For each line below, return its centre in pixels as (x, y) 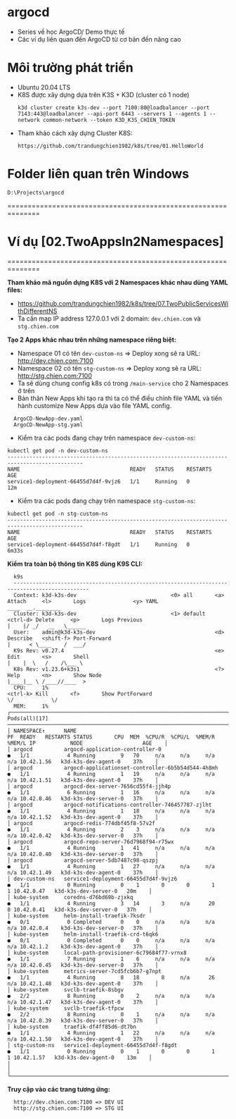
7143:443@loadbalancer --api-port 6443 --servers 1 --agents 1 (112, 113)
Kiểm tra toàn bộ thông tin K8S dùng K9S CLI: (75, 564)
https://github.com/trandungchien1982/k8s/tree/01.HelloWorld (110, 146)
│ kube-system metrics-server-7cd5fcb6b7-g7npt (84, 971)
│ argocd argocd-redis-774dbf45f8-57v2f (81, 823)
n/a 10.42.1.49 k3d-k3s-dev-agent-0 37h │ (83, 872)
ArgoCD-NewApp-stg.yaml (48, 425)
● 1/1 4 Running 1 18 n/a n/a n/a (111, 811)
